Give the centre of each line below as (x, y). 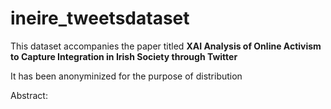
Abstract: (29, 95)
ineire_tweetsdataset (100, 18)
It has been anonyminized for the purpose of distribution (126, 76)
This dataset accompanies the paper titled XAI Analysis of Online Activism (166, 46)
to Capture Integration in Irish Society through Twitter (124, 56)
